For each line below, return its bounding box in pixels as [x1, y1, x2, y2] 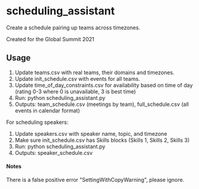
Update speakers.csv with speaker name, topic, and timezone [14, 130, 167, 137]
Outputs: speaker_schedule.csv [14, 149, 93, 156]
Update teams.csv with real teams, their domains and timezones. [14, 69, 174, 76]
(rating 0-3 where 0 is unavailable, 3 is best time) [14, 88, 136, 95]
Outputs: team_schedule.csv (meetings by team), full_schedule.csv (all [14, 100, 189, 108]
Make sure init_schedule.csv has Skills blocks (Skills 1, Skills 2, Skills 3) [14, 136, 190, 144]
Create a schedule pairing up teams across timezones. [6, 24, 140, 31]
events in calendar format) [14, 106, 81, 114]
